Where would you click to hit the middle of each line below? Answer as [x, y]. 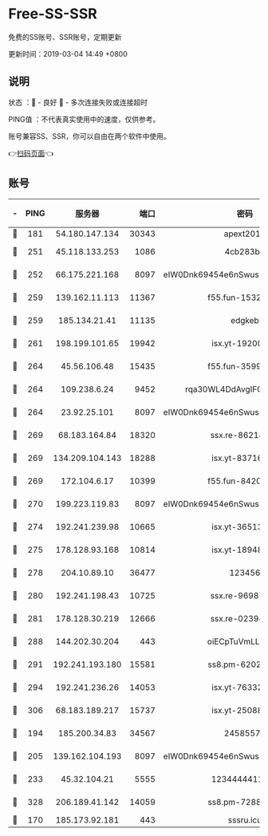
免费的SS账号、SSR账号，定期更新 [65, 37]
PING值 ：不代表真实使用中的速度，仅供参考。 [84, 119]
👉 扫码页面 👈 [31, 153]
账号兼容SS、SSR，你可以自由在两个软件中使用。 [89, 136]
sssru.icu [245, 820]
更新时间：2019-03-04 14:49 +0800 [68, 53]
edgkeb [245, 320]
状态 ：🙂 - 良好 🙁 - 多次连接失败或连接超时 [78, 102]
